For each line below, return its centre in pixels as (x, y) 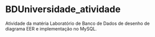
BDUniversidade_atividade (63, 9)
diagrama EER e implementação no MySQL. (51, 28)
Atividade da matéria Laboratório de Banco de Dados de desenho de (77, 23)
